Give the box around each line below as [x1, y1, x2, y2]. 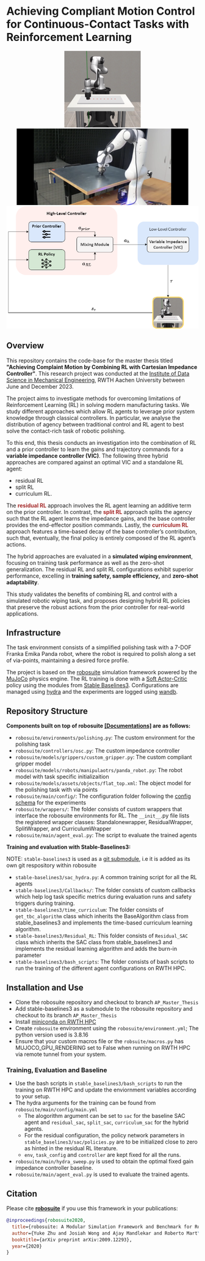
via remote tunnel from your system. [15, 1051, 107, 1058]
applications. [6, 610, 38, 617]
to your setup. [15, 1093, 51, 1100]
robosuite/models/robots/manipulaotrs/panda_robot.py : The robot [15, 767, 183, 774]
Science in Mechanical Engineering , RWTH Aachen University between [6, 376, 185, 384]
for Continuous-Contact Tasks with [6, 17, 189, 31]
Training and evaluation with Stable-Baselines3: [6, 843, 131, 851]
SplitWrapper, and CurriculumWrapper [15, 825, 112, 833]
